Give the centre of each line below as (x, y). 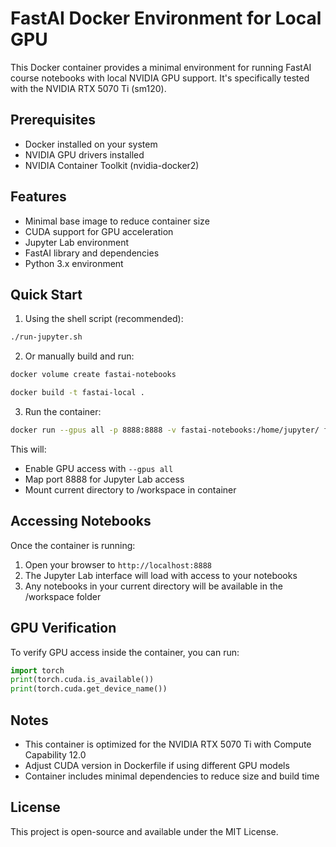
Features (38, 197)
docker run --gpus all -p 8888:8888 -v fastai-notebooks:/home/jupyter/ (165, 430)
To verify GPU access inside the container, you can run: (125, 652)
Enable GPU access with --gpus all (99, 468)
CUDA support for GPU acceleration (99, 231)
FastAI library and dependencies (92, 253)
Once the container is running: (73, 545)
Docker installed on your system (91, 144)
